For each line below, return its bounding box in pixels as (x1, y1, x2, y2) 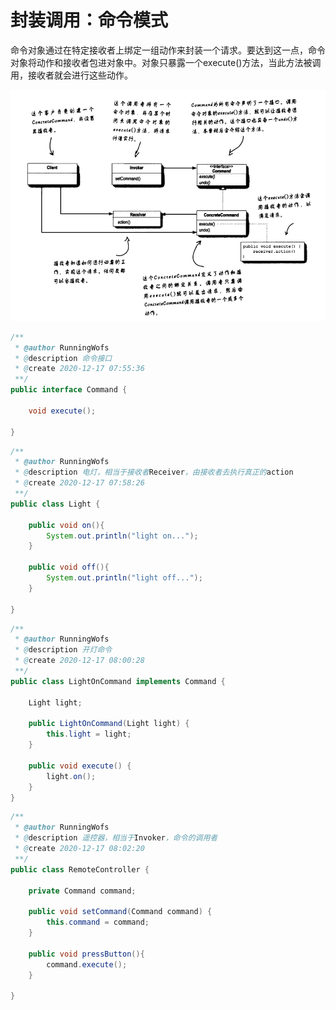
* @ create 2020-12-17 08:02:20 (14, 844, 145, 854)
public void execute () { (28, 761, 132, 771)
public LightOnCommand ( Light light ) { (28, 719, 190, 729)
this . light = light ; (46, 729, 132, 740)
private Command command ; (28, 886, 137, 896)
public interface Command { (10, 385, 128, 395)
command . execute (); (46, 959, 128, 970)
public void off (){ (28, 562, 110, 573)
